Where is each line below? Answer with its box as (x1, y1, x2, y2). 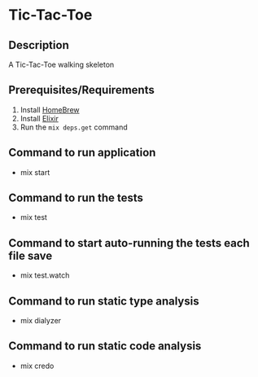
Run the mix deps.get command (20, 122, 128, 132)
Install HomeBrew (20, 104, 80, 115)
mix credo (20, 361, 55, 370)
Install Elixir (20, 113, 59, 123)
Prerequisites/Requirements (8, 83, 155, 97)
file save (8, 248, 53, 262)
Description (8, 38, 69, 52)
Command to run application (8, 146, 156, 160)
